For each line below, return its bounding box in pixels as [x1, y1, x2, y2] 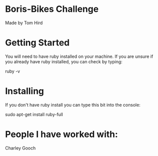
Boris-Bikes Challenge [5, 3, 99, 15]
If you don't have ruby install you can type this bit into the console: [5, 102, 141, 108]
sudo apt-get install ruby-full [5, 111, 63, 117]
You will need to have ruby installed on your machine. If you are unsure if [5, 53, 154, 59]
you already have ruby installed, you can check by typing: [5, 58, 122, 65]
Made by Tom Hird [5, 20, 43, 26]
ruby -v [5, 68, 20, 74]
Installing [5, 85, 44, 97]
